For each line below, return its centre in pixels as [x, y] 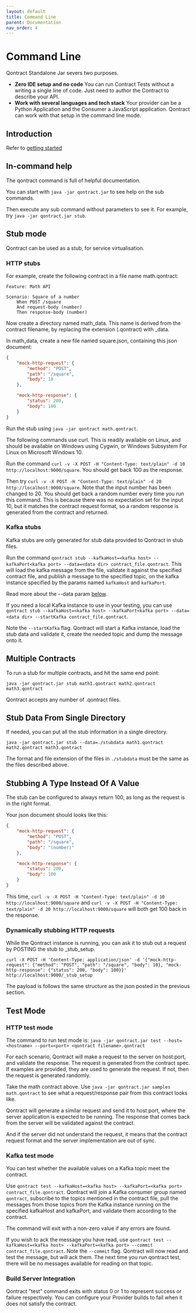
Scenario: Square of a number [43, 297]
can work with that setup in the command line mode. [78, 115]
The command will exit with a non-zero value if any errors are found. [89, 1228]
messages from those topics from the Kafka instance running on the [88, 1205]
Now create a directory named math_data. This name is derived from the [94, 323]
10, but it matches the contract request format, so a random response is [92, 506]
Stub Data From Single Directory [66, 718]
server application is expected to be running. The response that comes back [98, 1116]
